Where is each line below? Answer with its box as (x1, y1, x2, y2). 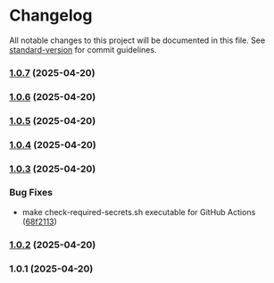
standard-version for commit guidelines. (9, 44, 157, 54)
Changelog (9, 5, 93, 26)
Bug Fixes (9, 187, 54, 199)
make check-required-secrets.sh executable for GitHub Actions (21, 206, 256, 217)
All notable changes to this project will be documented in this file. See (9, 35, 266, 46)
